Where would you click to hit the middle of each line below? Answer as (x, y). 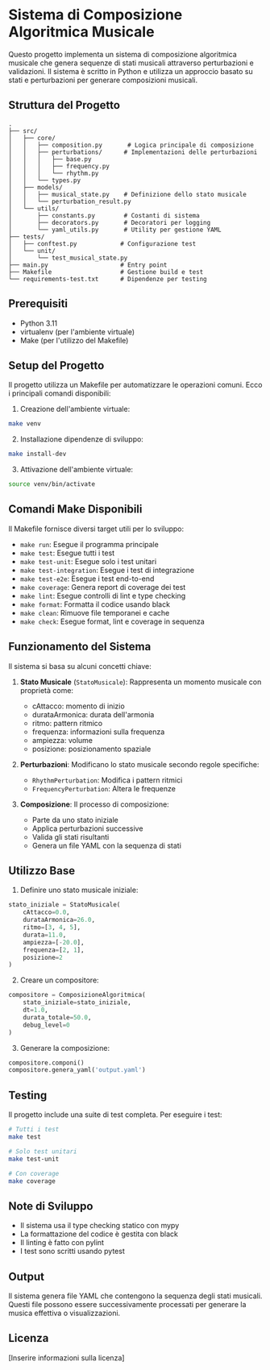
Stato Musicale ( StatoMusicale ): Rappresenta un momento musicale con (141, 682)
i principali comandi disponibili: (60, 393)
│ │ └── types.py (45, 180)
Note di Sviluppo (51, 1206)
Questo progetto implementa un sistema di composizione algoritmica (123, 54)
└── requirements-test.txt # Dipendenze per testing (108, 279)
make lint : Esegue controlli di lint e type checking (103, 596)
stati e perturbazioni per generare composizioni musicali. (103, 80)
